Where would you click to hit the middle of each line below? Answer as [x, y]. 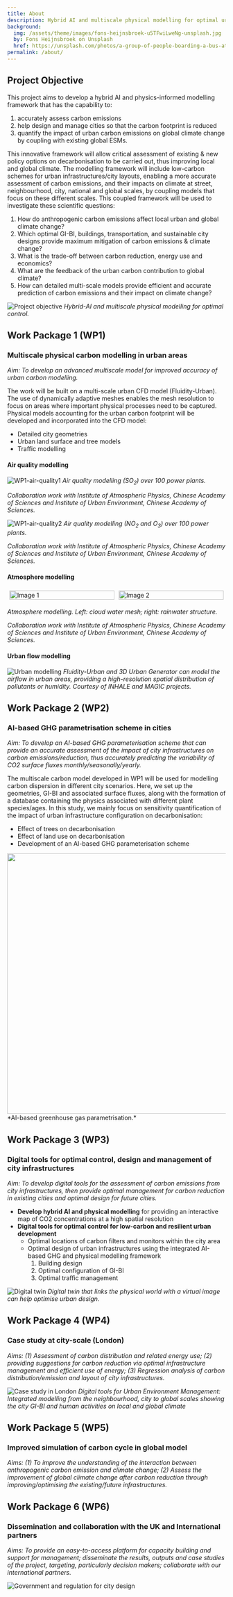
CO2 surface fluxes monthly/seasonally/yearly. [75, 765]
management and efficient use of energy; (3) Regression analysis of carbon [116, 1370]
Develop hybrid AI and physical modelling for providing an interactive [118, 1211]
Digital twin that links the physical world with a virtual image [134, 1291]
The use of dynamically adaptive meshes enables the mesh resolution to [111, 399]
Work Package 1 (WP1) [57, 335]
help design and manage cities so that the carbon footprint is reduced [117, 125]
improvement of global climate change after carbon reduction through [107, 1477]
